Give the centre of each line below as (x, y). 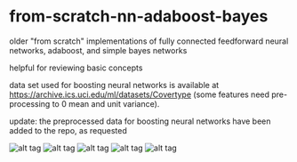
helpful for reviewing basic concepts (76, 68)
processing (30, 103)
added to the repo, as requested (68, 130)
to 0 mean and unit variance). (106, 103)
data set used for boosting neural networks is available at (114, 85)
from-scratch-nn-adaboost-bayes (139, 16)
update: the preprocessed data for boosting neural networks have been (140, 121)
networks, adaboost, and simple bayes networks (98, 50)
